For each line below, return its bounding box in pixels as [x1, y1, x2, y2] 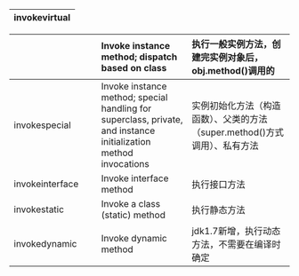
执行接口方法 [190, 178, 246, 190]
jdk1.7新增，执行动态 [190, 225, 281, 237]
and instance [101, 124, 156, 137]
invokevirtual [13, 12, 71, 23]
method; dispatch [101, 51, 178, 63]
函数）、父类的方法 [190, 113, 268, 125]
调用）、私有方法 [190, 139, 259, 152]
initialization [101, 136, 151, 147]
